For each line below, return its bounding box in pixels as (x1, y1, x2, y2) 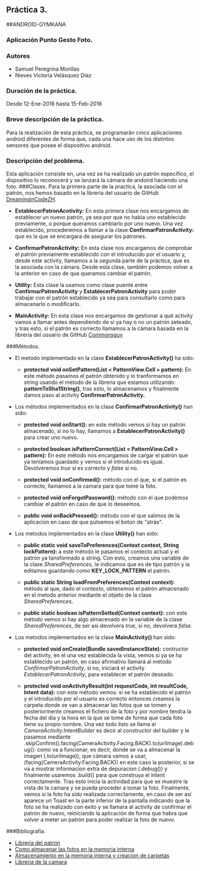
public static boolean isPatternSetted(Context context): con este (23, 609, 187, 616)
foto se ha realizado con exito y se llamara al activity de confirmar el (23, 803, 192, 810)
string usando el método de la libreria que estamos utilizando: (23, 379, 176, 386)
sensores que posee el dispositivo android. (6, 141, 112, 149)
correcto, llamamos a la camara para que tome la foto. (23, 482, 157, 489)
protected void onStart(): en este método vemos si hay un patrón (23, 421, 186, 428)
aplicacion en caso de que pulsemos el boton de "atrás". (23, 518, 163, 525)
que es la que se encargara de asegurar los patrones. (14, 232, 147, 240)
